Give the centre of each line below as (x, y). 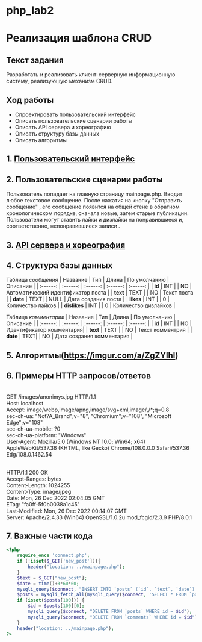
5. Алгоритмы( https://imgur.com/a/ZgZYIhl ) (92, 355)
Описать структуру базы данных (57, 134)
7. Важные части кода (50, 536)
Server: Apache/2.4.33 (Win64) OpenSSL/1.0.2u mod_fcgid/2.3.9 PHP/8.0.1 (99, 517)
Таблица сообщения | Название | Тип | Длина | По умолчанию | (88, 280)
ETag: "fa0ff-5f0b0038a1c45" (43, 504)
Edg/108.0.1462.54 (29, 454)
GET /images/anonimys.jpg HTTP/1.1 (51, 397)
